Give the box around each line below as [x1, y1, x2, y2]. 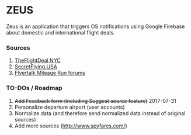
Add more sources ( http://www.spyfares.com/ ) [14, 122, 127, 129]
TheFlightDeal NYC [14, 57, 61, 64]
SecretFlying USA [14, 63, 57, 70]
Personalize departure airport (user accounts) [14, 103, 125, 110]
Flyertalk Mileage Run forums [14, 70, 86, 77]
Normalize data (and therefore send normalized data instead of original [14, 109, 186, 117]
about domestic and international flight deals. [6, 29, 115, 36]
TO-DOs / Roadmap [6, 84, 62, 92]
